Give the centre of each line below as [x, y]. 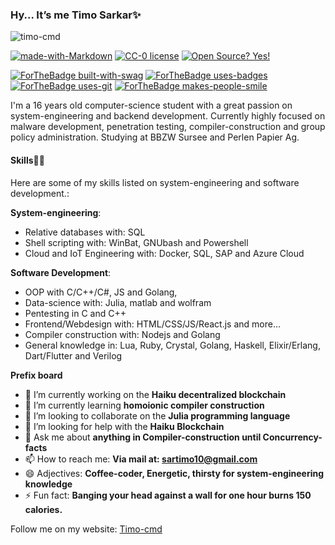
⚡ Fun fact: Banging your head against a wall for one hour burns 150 [168, 495]
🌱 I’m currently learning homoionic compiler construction [144, 405]
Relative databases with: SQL [85, 232]
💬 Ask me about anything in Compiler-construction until [143, 437]
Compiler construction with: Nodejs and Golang [122, 334]
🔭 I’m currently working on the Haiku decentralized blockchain [155, 394]
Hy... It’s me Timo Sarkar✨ [76, 15]
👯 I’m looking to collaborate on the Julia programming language [157, 415]
